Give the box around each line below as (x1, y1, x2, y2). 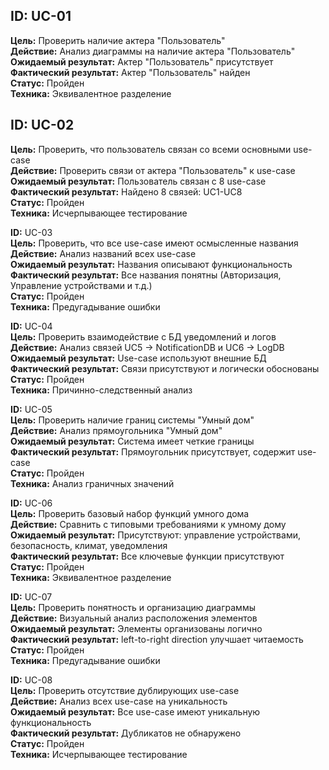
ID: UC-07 (10, 590, 53, 603)
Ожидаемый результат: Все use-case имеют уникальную (10, 705, 261, 718)
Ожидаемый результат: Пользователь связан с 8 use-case (10, 175, 267, 187)
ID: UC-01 (10, 8, 72, 25)
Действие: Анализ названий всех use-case (10, 247, 197, 259)
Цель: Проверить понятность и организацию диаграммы (10, 601, 256, 613)
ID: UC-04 (10, 320, 53, 332)
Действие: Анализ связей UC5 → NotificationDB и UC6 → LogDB (10, 341, 285, 353)
